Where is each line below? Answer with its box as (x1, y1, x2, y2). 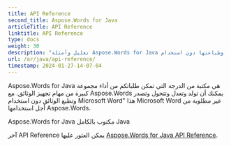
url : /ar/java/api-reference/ (8, 56, 96, 63)
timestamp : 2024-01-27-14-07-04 (8, 62, 102, 69)
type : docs (8, 36, 40, 43)
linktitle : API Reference (8, 29, 83, 37)
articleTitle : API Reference (8, 23, 93, 30)
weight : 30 (8, 43, 40, 50)
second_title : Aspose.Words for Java (8, 17, 118, 24)
